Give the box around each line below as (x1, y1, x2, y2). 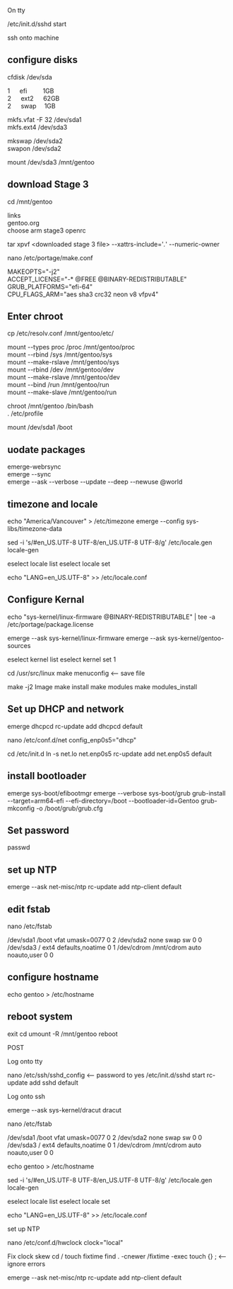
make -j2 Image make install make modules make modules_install (7, 682, 198, 691)
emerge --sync (7, 470, 52, 479)
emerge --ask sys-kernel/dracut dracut (7, 1105, 122, 1114)
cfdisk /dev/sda (7, 72, 53, 81)
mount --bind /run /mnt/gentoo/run (7, 381, 109, 389)
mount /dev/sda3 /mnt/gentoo (7, 157, 95, 166)
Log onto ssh (7, 1092, 46, 1100)
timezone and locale (7, 498, 98, 510)
